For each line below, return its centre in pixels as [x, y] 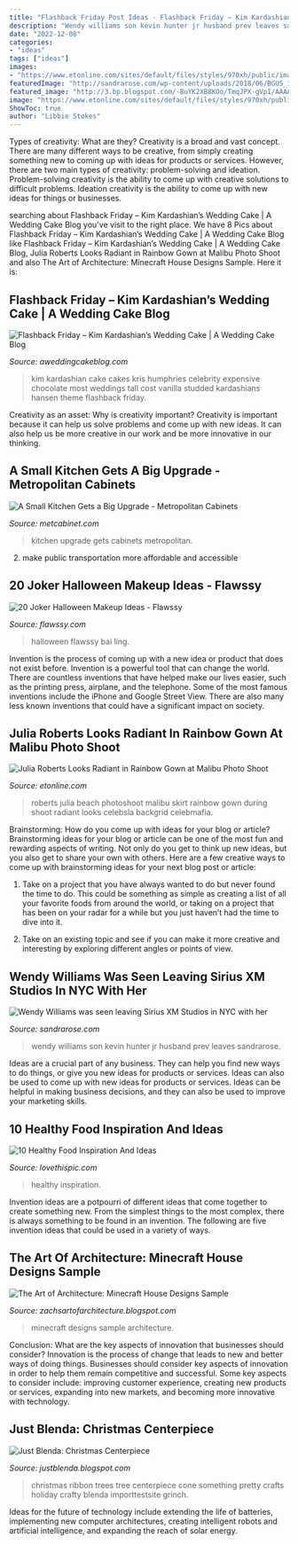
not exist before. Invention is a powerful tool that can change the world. [140, 668]
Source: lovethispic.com [53, 1168]
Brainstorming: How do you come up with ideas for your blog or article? [140, 829]
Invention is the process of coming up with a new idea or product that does [146, 658]
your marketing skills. [48, 1102]
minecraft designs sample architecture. [102, 1328]
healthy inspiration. [66, 1184]
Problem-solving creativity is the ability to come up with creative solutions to [149, 179]
